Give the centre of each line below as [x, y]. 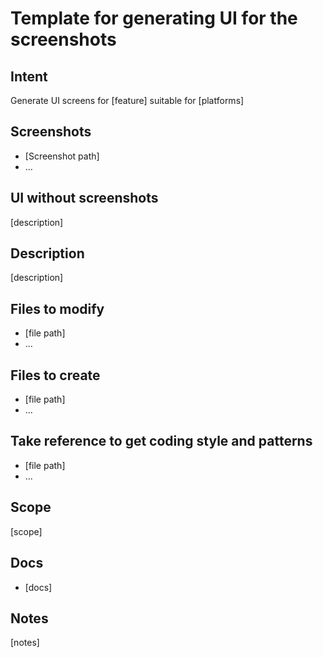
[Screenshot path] [62, 156]
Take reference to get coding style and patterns [161, 441]
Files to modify [57, 308]
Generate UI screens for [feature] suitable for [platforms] [127, 100]
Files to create [55, 375]
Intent [29, 76]
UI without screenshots [84, 198]
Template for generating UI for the [154, 18]
